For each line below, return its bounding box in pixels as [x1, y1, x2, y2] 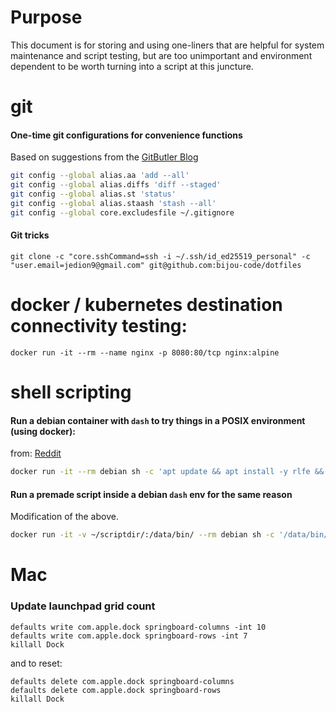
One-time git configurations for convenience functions [10, 129, 243, 141]
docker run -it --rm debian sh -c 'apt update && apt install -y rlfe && [10, 467, 325, 477]
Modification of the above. [10, 511, 119, 523]
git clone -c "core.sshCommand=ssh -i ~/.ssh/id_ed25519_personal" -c [10, 251, 311, 261]
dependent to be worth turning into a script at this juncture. [10, 60, 254, 72]
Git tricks [10, 229, 50, 241]
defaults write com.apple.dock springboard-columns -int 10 [10, 622, 267, 632]
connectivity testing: [10, 315, 188, 338]
